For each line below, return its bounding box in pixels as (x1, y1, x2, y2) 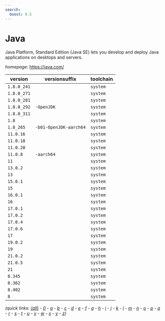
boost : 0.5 (9, 12, 32, 17)
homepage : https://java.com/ (5, 64, 64, 70)
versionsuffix (44, 76, 77, 83)
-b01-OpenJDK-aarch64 (35, 125, 86, 130)
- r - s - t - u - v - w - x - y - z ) (5, 311, 66, 317)
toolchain (90, 76, 113, 83)
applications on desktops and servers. (5, 55, 83, 61)
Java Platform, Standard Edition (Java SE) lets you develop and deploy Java (5, 49, 159, 55)
